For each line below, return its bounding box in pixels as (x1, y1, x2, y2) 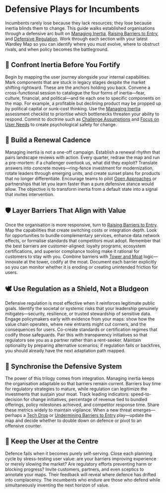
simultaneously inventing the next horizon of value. (5, 482, 110, 488)
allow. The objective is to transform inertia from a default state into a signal (5, 186, 158, 192)
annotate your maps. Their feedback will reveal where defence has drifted (5, 471, 156, 478)
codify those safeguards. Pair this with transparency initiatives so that (5, 332, 148, 338)
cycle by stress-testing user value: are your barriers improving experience (5, 456, 157, 462)
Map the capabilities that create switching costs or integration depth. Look (5, 227, 157, 233)
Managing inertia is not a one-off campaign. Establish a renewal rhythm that (5, 149, 160, 155)
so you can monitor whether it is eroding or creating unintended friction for (5, 264, 158, 270)
